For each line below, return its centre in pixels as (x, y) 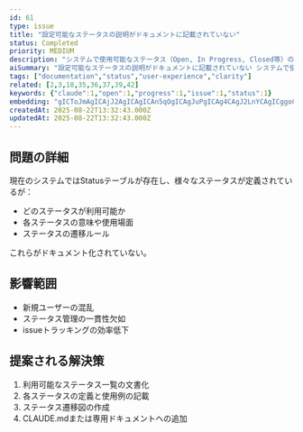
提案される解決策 (57, 361)
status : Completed (44, 43)
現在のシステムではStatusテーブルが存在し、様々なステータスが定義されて (147, 180)
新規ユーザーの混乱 (58, 307)
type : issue (32, 26)
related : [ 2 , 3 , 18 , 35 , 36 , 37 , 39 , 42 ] (74, 85)
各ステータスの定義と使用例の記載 (86, 395)
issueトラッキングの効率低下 (75, 329)
